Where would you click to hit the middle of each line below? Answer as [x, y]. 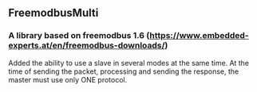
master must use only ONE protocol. [68, 79]
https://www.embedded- [199, 36]
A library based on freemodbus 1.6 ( [79, 36]
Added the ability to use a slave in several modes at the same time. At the [129, 63]
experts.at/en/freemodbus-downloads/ [87, 45]
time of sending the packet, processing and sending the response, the [124, 71]
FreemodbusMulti [53, 13]
